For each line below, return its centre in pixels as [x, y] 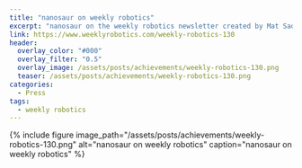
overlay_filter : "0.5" [60, 59]
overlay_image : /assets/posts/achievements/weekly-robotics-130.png [148, 68]
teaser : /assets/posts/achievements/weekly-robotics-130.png [134, 76]
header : [24, 43]
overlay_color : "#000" [60, 51]
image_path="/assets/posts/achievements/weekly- [170, 135]
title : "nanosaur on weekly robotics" [82, 18]
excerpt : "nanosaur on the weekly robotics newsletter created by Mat [144, 26]
